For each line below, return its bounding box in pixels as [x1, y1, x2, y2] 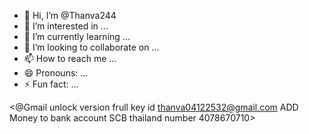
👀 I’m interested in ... [23, 20, 109, 32]
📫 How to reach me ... [23, 53, 117, 64]
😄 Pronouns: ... [23, 67, 89, 79]
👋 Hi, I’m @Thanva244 [23, 10, 117, 21]
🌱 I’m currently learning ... [23, 31, 131, 42]
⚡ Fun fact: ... [23, 78, 79, 90]
